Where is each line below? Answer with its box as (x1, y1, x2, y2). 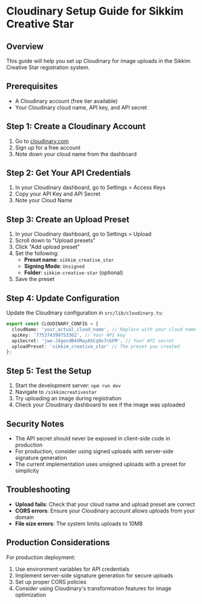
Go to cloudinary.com (15, 138, 69, 145)
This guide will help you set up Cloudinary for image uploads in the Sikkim (6, 58, 191, 64)
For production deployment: (6, 553, 76, 561)
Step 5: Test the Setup (6, 365, 92, 376)
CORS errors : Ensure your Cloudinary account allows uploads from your (15, 507, 195, 514)
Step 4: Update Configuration (6, 293, 120, 304)
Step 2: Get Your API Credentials (6, 168, 131, 178)
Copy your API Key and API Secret (15, 190, 101, 197)
